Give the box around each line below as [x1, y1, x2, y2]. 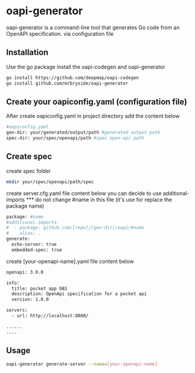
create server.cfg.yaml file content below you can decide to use [6, 189, 162, 197]
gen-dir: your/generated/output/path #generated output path [6, 130, 161, 136]
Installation [6, 48, 49, 58]
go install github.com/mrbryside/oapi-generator [6, 80, 129, 86]
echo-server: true [11, 242, 57, 247]
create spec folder [6, 167, 52, 174]
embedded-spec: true [11, 247, 62, 253]
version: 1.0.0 [11, 296, 49, 303]
